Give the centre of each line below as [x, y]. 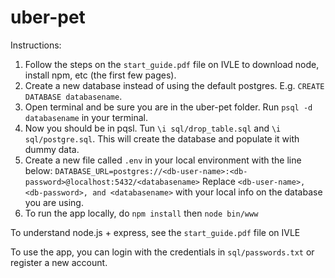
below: [38, 170]
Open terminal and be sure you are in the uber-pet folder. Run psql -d [168, 107]
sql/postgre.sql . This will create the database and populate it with [162, 138]
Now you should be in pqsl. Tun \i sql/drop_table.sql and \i [153, 128]
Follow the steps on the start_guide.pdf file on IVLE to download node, [172, 64]
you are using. [54, 202]
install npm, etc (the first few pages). [100, 75]
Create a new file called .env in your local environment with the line [163, 160]
